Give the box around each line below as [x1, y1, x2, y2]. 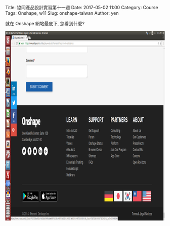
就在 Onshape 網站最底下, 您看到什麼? [5, 21, 85, 26]
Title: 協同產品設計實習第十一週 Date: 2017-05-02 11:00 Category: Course [5, 5, 158, 10]
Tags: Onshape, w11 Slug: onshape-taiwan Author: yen [5, 10, 119, 16]
